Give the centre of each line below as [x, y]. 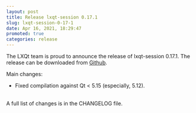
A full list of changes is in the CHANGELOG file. [64, 103]
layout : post [22, 12]
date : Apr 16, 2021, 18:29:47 [44, 28]
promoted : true [25, 34]
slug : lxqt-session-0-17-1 [40, 23]
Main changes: [25, 74]
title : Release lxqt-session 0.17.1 [52, 17]
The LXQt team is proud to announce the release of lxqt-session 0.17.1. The [98, 56]
